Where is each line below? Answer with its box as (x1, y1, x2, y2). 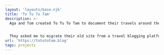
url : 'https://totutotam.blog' (5, 38, 69, 43)
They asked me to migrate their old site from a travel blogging (9, 34, 145, 39)
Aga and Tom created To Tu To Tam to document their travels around (9, 20, 152, 26)
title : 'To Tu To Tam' (5, 12, 51, 17)
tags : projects (5, 43, 36, 48)
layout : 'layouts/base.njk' (5, 7, 62, 12)
